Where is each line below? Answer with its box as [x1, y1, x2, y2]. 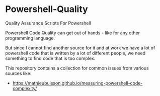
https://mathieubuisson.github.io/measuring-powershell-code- [12, 80, 143, 86]
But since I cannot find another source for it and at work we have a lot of [5, 44, 155, 50]
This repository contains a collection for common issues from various [5, 65, 149, 71]
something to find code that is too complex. [5, 55, 96, 61]
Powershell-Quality [5, 3, 88, 15]
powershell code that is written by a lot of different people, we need [5, 50, 146, 56]
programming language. [5, 35, 55, 41]
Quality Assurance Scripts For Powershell [5, 20, 92, 26]
